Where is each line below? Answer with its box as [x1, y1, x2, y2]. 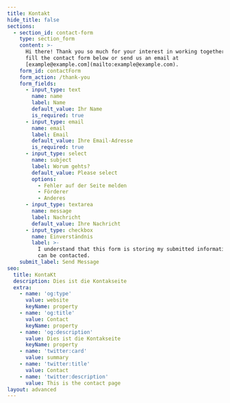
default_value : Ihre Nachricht [31, 220, 121, 227]
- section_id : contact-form [13, 29, 94, 36]
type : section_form [19, 36, 75, 42]
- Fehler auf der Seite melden [37, 182, 127, 189]
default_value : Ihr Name [31, 106, 103, 112]
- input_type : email [25, 118, 84, 125]
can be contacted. [37, 252, 90, 259]
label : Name [31, 99, 66, 106]
